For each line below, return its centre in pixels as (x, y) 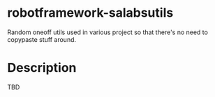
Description (42, 68)
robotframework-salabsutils (90, 13)
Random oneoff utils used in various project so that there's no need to (107, 32)
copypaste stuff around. (42, 39)
